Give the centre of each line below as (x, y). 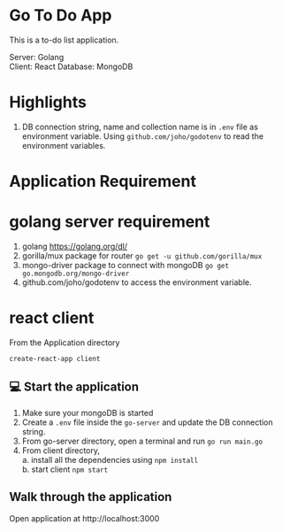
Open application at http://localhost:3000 (84, 518)
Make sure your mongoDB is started (88, 412)
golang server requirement (110, 222)
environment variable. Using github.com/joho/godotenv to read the (142, 136)
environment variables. (64, 145)
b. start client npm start (65, 469)
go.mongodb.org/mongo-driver (76, 274)
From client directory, (61, 450)
